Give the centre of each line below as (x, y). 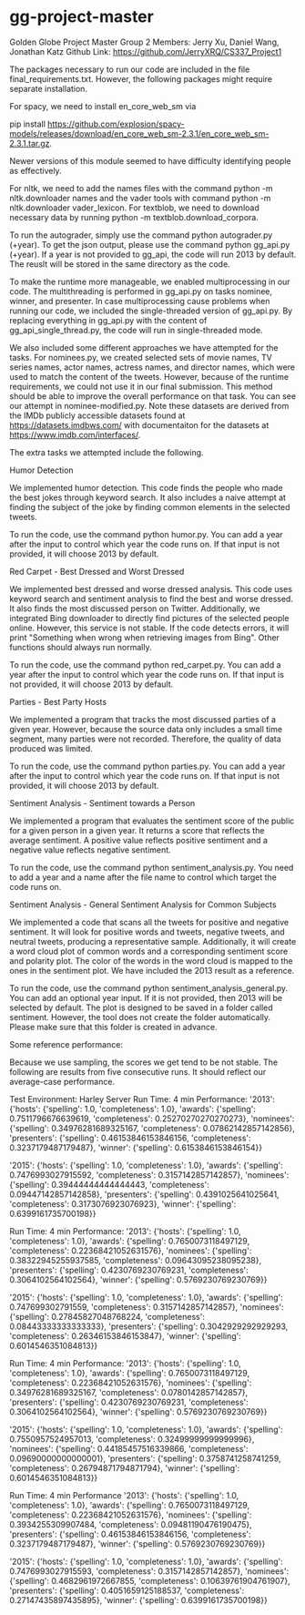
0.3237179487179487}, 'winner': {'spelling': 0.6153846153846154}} (136, 1147)
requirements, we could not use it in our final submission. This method (141, 386)
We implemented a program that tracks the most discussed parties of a (142, 719)
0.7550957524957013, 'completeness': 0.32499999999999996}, (132, 1439)
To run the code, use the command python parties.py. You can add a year (147, 766)
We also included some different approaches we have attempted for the (144, 347)
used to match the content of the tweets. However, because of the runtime (149, 376)
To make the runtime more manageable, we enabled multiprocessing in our (150, 281)
